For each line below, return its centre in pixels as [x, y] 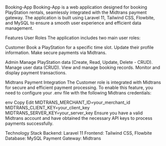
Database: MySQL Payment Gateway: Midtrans [53, 138]
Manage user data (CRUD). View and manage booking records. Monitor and [83, 67]
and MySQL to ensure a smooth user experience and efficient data [73, 23]
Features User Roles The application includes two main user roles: [73, 38]
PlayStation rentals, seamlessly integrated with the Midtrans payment [76, 12]
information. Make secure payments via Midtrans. [56, 52]
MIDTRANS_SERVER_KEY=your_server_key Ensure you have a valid [74, 113]
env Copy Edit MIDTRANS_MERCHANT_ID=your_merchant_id [68, 102]
